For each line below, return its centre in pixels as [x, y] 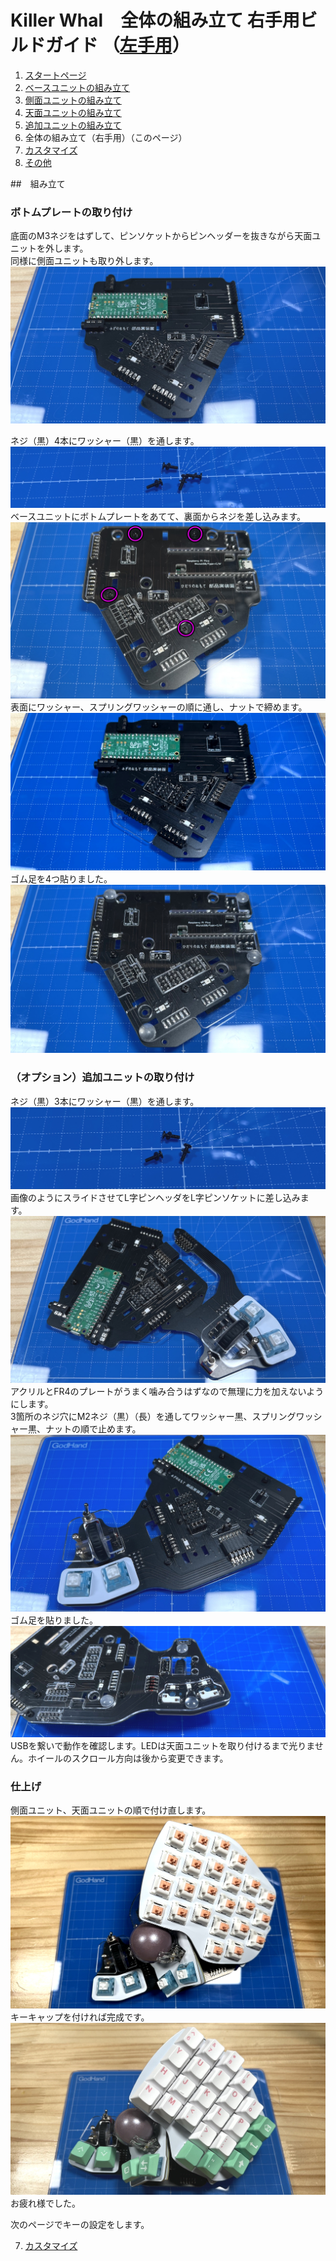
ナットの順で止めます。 [93, 1428]
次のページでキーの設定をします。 [80, 2224]
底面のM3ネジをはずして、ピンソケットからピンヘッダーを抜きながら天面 [161, 236]
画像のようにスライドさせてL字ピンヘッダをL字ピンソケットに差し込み [155, 1198]
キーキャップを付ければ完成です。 [80, 2017]
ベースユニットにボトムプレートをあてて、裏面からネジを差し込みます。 [158, 517]
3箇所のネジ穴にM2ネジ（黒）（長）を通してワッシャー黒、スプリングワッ [162, 1416]
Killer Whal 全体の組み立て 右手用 [155, 20]
